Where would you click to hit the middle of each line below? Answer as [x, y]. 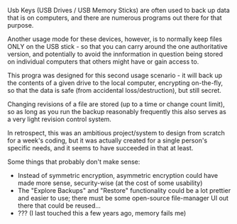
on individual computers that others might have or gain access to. [103, 62]
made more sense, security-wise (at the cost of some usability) [110, 183]
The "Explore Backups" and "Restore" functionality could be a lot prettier [124, 190]
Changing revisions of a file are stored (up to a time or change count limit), [116, 104]
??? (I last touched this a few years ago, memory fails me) [102, 213]
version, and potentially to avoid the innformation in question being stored [115, 54]
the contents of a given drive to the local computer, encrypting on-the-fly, [115, 83]
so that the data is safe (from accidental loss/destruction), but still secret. [115, 90]
